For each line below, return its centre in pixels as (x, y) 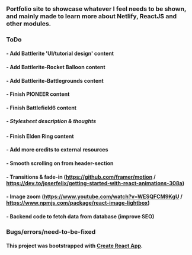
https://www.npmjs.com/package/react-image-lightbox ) (78, 203)
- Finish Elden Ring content (40, 136)
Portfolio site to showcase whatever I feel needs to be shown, (96, 9)
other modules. (29, 24)
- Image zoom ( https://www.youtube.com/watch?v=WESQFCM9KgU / (94, 196)
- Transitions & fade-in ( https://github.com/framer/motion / (81, 177)
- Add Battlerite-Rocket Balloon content (56, 67)
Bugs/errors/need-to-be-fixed (51, 231)
